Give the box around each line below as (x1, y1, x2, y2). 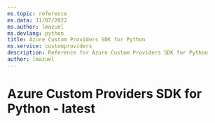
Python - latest (7, 101, 96, 116)
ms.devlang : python (7, 29, 64, 37)
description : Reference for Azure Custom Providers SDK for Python (7, 50, 209, 57)
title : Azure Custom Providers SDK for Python (7, 36, 146, 43)
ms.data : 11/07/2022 (7, 17, 68, 24)
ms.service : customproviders (7, 43, 92, 50)
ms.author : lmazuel (7, 23, 64, 30)
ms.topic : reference (7, 10, 68, 17)
